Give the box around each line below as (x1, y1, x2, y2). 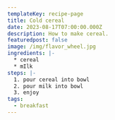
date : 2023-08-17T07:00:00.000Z (7, 23, 102, 30)
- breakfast (13, 102, 49, 109)
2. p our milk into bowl (13, 83, 83, 90)
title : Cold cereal (7, 17, 65, 24)
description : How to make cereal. (7, 30, 109, 37)
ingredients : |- (7, 50, 55, 57)
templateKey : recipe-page (7, 10, 83, 18)
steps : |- (7, 69, 37, 76)
